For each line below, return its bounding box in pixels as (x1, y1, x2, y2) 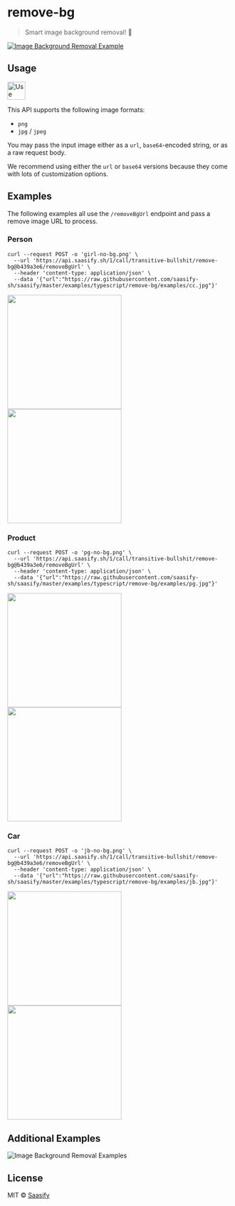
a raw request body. (7, 148, 66, 157)
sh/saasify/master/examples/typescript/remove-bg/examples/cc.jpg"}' (7, 282, 219, 289)
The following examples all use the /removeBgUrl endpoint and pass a (7, 209, 211, 218)
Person (7, 235, 33, 245)
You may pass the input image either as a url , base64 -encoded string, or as (7, 140, 228, 149)
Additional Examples (7, 1132, 101, 1145)
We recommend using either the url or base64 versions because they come (7, 162, 228, 170)
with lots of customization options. (7, 169, 109, 178)
